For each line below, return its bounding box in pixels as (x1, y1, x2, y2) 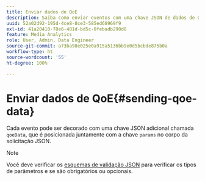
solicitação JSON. (6, 138, 52, 145)
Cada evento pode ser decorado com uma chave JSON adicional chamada (6, 124, 194, 132)
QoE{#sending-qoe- (92, 91, 197, 105)
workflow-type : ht (6, 49, 53, 55)
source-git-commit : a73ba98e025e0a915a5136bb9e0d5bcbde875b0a (6, 43, 168, 49)
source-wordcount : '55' (6, 54, 67, 60)
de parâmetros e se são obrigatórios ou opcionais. (6, 168, 133, 175)
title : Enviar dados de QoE (6, 9, 78, 15)
